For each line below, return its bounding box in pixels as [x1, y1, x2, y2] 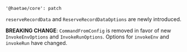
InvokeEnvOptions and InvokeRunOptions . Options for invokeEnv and [5, 33, 170, 40]
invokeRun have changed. [5, 40, 68, 46]
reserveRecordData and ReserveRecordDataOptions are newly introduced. [5, 16, 182, 23]
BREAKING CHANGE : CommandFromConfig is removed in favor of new [5, 27, 172, 34]
